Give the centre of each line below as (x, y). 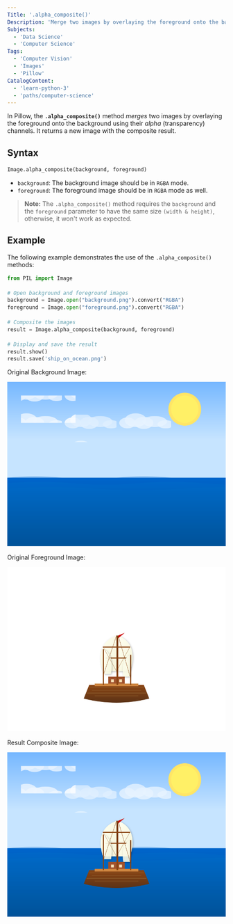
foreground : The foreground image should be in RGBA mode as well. (112, 190)
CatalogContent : (31, 81)
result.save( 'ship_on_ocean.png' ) (57, 359)
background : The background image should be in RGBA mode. (103, 183)
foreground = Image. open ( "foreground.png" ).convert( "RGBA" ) (96, 308)
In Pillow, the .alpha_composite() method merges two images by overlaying (115, 116)
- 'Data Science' (38, 37)
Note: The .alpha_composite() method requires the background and (120, 204)
